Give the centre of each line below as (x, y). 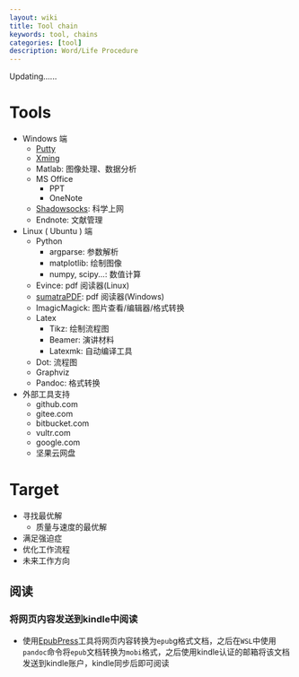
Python (49, 241)
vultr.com (53, 433)
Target (35, 490)
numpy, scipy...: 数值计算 (95, 274)
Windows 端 (44, 139)
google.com (58, 443)
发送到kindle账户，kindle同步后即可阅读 (96, 663)
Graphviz (53, 372)
